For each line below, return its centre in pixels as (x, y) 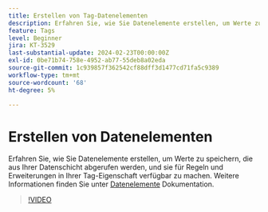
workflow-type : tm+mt (44, 75)
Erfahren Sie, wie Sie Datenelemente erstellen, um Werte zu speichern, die (131, 159)
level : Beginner (35, 38)
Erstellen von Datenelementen (110, 136)
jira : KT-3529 (32, 46)
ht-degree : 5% (32, 90)
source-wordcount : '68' (48, 82)
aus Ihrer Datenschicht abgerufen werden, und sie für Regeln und (116, 167)
